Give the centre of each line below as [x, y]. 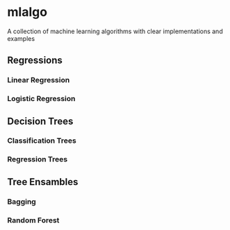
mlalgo [27, 12]
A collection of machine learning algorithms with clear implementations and [115, 31]
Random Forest [33, 220]
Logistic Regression [41, 99]
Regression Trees [38, 159]
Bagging [22, 202]
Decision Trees [40, 121]
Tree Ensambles [43, 182]
